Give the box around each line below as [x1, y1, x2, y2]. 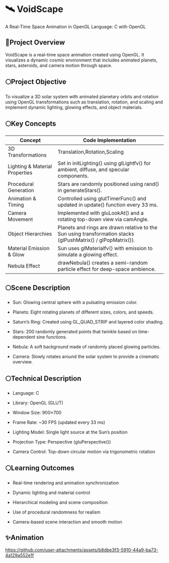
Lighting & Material [8, 163, 52, 170]
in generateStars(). [57, 187, 102, 194]
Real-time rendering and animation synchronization [12, 479, 119, 486]
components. [57, 172, 89, 179]
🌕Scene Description [5, 283, 70, 292]
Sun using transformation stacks [57, 230, 134, 237]
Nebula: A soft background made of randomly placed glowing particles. [12, 344, 161, 350]
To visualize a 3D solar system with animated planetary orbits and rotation [5, 93, 158, 99]
